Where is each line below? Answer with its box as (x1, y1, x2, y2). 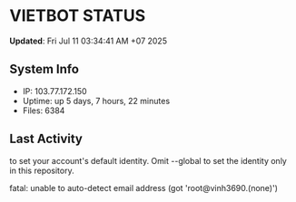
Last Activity (9, 131, 84, 147)
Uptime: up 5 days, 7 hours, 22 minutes (22, 95, 171, 106)
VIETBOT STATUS (9, 5, 146, 26)
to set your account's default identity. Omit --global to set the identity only (9, 155, 288, 166)
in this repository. (9, 165, 74, 176)
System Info (9, 62, 80, 77)
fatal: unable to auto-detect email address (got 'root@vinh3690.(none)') (9, 182, 279, 193)
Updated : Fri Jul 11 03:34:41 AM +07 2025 (9, 35, 168, 46)
